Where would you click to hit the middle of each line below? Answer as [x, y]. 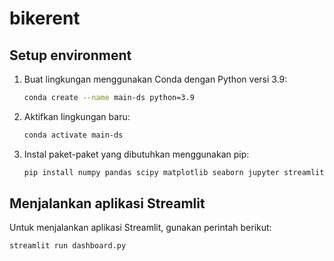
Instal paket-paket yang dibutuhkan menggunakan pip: [136, 154]
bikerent [45, 18]
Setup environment [70, 55]
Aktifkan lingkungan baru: [77, 116]
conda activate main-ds [73, 135]
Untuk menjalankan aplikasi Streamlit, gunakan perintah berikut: [140, 228]
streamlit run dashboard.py [68, 246]
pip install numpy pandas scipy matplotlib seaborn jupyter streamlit [174, 172]
